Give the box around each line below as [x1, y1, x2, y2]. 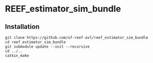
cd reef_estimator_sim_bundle [5, 39, 66, 44]
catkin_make [5, 53, 29, 58]
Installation [5, 23, 40, 31]
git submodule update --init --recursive [5, 44, 90, 49]
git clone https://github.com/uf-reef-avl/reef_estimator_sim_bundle [5, 35, 149, 40]
